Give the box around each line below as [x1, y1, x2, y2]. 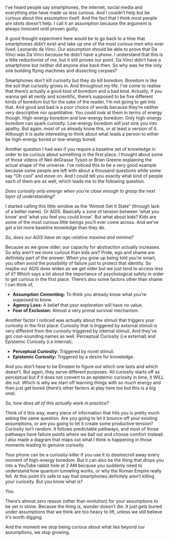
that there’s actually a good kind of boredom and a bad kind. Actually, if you [5, 88, 162, 94]
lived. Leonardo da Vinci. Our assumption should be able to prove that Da [5, 46, 157, 52]
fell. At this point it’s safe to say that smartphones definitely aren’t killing [5, 473, 155, 479]
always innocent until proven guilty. [5, 26, 79, 32]
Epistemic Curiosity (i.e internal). [5, 339, 73, 344]
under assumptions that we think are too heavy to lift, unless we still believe [5, 509, 162, 515]
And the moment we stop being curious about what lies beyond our [5, 524, 145, 530]
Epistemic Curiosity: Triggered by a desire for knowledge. [12, 354, 135, 359]
